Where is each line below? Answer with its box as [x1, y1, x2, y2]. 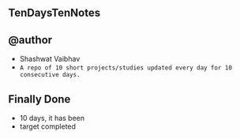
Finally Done [8, 92, 71, 106]
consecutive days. [19, 71, 81, 79]
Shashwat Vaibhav [19, 54, 81, 64]
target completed [19, 122, 77, 131]
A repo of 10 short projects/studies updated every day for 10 [19, 64, 233, 72]
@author [8, 33, 53, 47]
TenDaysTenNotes [8, 6, 101, 20]
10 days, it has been [19, 114, 85, 123]
